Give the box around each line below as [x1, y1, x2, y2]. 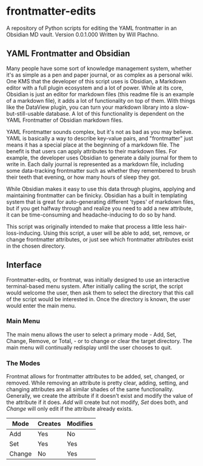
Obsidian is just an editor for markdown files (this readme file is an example [6, 90, 195, 98]
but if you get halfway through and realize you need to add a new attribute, [6, 204, 193, 212]
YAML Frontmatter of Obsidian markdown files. [6, 116, 123, 123]
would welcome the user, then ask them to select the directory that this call [6, 289, 194, 296]
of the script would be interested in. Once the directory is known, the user [6, 295, 191, 302]
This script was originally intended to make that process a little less [6, 223, 174, 230]
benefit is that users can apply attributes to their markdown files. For [6, 147, 178, 155]
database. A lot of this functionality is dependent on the [45, 110, 185, 117]
